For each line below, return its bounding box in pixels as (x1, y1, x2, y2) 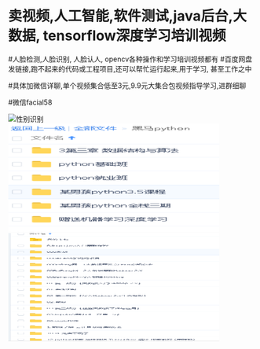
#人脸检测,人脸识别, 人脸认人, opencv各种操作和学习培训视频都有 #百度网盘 (8, 54, 253, 64)
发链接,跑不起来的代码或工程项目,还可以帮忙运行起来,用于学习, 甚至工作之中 (8, 64, 253, 73)
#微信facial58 (8, 97, 53, 107)
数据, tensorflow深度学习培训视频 (8, 27, 226, 45)
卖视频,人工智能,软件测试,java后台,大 (8, 7, 247, 25)
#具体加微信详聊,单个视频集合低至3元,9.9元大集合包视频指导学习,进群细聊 (8, 80, 247, 90)
